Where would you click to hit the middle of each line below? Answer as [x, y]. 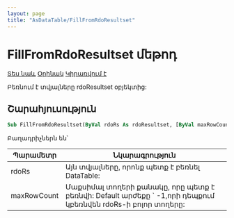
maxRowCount [35, 196]
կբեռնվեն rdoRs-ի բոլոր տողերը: [125, 204]
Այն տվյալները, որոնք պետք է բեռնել [133, 167]
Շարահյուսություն [52, 109]
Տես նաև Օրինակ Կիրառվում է [57, 74]
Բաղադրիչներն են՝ [38, 138]
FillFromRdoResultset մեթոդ [92, 54]
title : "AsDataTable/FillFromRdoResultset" [71, 20]
